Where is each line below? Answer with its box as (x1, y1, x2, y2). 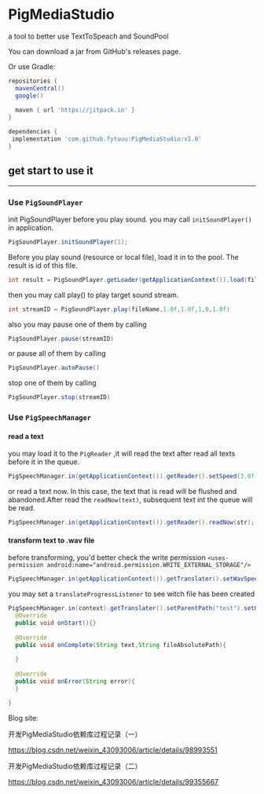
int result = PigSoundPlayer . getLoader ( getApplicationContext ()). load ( (8, 276, 247, 284)
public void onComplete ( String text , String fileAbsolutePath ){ (15, 641, 226, 649)
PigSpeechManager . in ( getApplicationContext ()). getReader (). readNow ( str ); (8, 518, 255, 527)
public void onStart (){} (15, 619, 97, 627)
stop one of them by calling (8, 379, 97, 388)
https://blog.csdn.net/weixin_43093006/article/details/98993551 (8, 745, 218, 755)
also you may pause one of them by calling (8, 320, 147, 329)
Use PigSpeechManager (8, 412, 92, 423)
